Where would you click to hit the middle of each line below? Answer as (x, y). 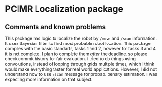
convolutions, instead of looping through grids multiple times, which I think (80, 64)
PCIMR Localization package (64, 9)
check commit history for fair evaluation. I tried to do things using (71, 59)
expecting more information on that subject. (49, 79)
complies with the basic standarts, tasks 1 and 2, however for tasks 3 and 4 (81, 49)
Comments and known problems (55, 27)
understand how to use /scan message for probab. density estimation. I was (81, 74)
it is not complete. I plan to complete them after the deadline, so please (76, 54)
